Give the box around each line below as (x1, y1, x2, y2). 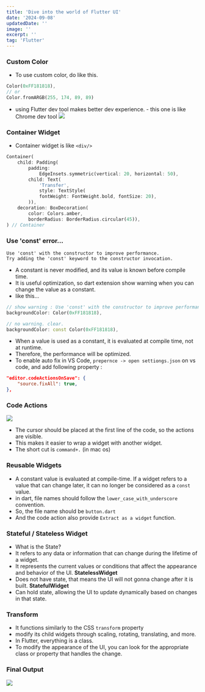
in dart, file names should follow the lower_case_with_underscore (15, 494, 178, 501)
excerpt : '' (6, 32, 37, 38)
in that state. (15, 595, 47, 602)
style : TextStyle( (38, 188, 86, 194)
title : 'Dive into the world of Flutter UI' (6, 9, 121, 15)
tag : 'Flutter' (6, 37, 45, 43)
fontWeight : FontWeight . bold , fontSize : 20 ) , (38, 194, 157, 200)
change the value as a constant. (15, 285, 96, 293)
